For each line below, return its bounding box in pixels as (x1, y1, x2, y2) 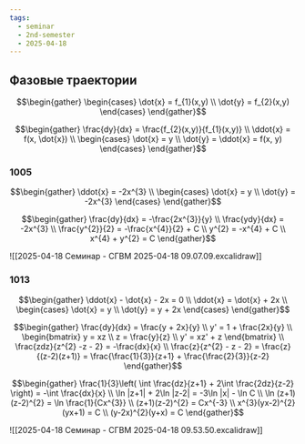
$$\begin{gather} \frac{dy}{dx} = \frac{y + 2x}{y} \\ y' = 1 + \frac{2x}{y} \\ (13, 321, 293, 332)
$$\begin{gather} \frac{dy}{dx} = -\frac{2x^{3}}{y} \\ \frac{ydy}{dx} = (21, 214, 285, 225)
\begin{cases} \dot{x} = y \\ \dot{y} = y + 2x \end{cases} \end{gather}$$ (15, 304, 290, 315)
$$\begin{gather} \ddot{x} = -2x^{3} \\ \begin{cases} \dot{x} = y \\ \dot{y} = (10, 187, 296, 197)
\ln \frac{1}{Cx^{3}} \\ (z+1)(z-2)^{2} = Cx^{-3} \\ (54, 397, 236, 408)
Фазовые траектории (9, 72, 137, 87)
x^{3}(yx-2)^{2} (237, 397, 296, 408)
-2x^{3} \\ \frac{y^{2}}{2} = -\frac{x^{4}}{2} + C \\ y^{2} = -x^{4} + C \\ (20, 224, 286, 235)
